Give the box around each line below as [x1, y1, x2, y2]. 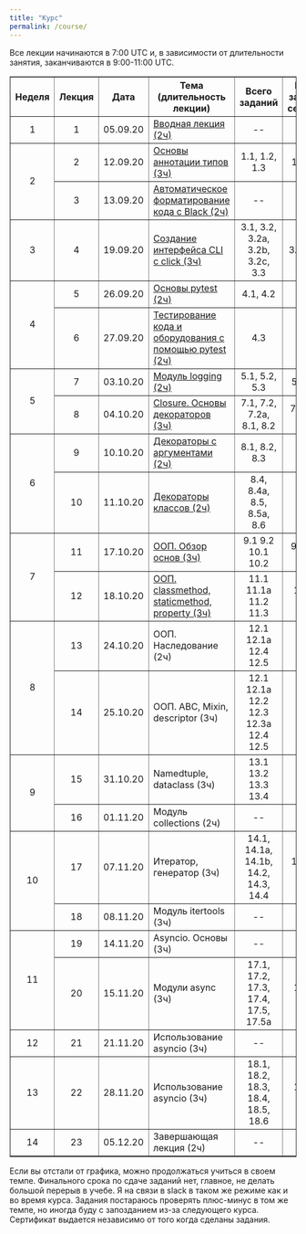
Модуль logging [153, 369, 223, 382]
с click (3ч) [153, 255, 202, 268]
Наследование [153, 638, 219, 651]
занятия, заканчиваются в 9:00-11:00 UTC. [9, 57, 175, 68]
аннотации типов [153, 155, 229, 168]
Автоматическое [153, 182, 228, 195]
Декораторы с [153, 435, 217, 448]
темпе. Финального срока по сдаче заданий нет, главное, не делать [9, 1175, 275, 1186]
